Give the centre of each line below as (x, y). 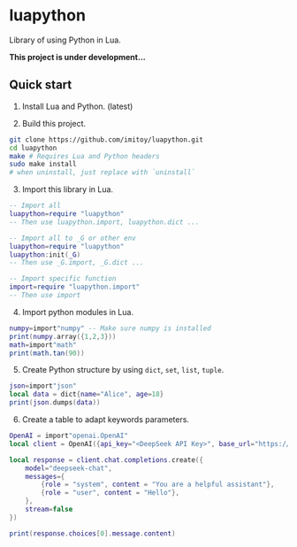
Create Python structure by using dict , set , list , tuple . (123, 370)
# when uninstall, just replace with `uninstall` (103, 173)
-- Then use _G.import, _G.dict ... (76, 263)
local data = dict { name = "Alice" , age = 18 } (87, 395)
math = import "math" (43, 345)
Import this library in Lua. (67, 189)
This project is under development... (77, 57)
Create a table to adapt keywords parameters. (106, 420)
